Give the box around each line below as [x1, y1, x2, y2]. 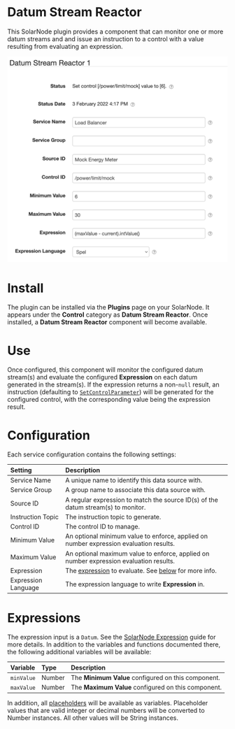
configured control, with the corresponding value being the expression [7, 396, 211, 404]
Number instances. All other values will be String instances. [7, 714, 179, 722]
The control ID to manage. [65, 522, 140, 531]
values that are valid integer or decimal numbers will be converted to [7, 706, 205, 714]
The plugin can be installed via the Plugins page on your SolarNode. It [7, 303, 210, 312]
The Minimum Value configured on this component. [71, 674, 220, 682]
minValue [10, 675, 36, 682]
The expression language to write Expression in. [65, 579, 205, 588]
